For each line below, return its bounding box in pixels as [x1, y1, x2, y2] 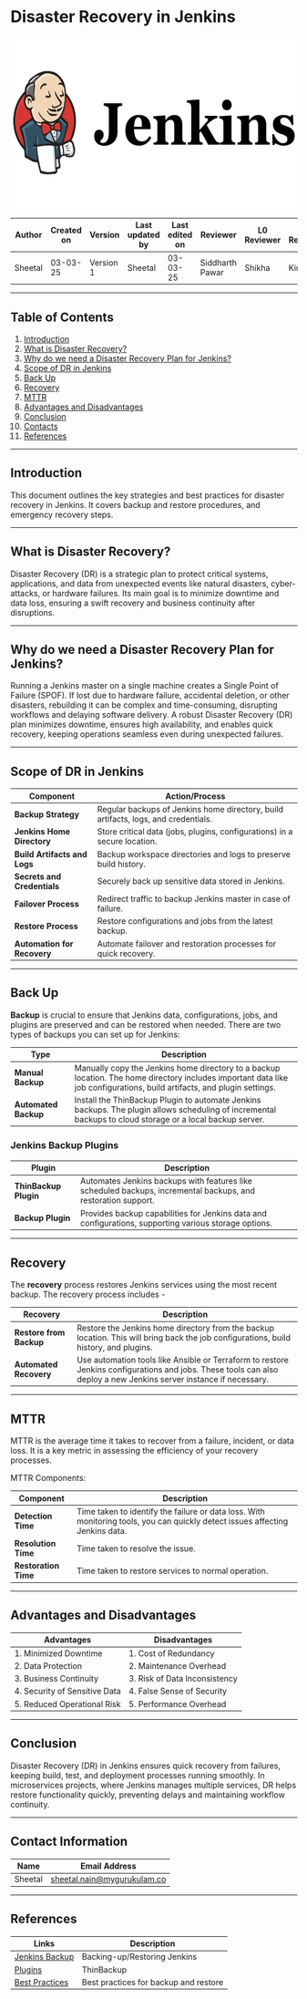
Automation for [14, 937, 74, 949]
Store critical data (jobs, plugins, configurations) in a [97, 826, 293, 837]
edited [168, 230, 193, 241]
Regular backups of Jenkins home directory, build [97, 804, 283, 814]
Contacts [23, 421, 58, 431]
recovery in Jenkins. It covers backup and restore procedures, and [10, 499, 261, 510]
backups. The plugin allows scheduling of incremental [74, 1103, 277, 1114]
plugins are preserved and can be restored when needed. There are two [10, 1019, 281, 1030]
